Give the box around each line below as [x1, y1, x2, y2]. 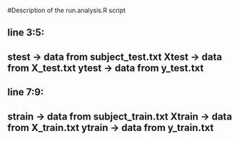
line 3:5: [7, 26, 45, 38]
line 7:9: [7, 86, 44, 98]
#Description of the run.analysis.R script [7, 6, 126, 14]
